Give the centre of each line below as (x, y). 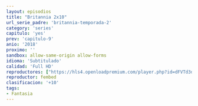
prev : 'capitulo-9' (30, 39)
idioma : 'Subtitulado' (34, 61)
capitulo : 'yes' (26, 34)
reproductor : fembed (32, 77)
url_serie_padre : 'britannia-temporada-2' (59, 22)
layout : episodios (29, 11)
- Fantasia (19, 94)
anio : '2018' (22, 45)
